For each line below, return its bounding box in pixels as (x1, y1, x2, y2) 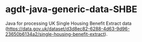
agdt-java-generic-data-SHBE (5, 4, 137, 15)
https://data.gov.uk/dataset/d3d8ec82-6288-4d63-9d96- (7, 25, 130, 31)
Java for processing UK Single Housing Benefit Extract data (5, 20, 132, 26)
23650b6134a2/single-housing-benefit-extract (5, 31, 105, 37)
